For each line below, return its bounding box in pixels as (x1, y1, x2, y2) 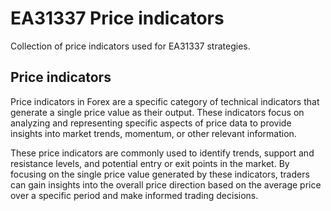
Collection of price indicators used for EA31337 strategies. (10, 40, 251, 52)
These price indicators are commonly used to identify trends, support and (10, 147, 315, 159)
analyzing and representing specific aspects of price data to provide (10, 117, 292, 129)
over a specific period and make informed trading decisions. (10, 189, 259, 201)
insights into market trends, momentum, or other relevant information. (10, 127, 297, 139)
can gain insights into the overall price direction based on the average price (10, 178, 322, 191)
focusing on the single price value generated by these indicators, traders (10, 168, 310, 180)
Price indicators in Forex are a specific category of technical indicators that (10, 95, 320, 107)
